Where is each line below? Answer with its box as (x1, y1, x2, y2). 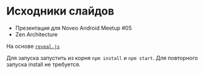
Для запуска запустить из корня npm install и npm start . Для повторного (6, 54, 199, 61)
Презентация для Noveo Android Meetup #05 (15, 24, 133, 32)
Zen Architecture (15, 30, 58, 38)
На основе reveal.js (6, 42, 60, 50)
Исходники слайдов (6, 4, 115, 18)
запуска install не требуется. (6, 61, 81, 68)
